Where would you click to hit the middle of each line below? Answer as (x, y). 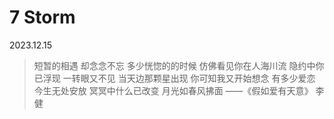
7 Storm (42, 17)
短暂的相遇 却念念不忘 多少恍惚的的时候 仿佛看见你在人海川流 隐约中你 (179, 65)
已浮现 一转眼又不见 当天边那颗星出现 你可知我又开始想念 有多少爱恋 (174, 78)
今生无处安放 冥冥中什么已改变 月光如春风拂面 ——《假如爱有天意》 (173, 90)
